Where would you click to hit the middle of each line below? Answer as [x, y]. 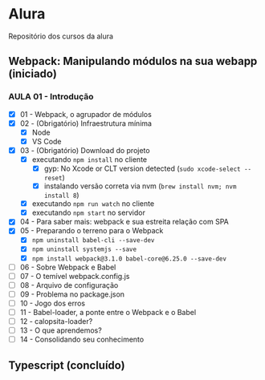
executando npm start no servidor [89, 212]
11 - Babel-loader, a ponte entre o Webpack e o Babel [108, 312]
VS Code [47, 141]
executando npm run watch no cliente [93, 204]
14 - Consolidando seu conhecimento [82, 340]
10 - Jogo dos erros [53, 303]
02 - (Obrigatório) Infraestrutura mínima [86, 123]
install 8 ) [61, 195]
